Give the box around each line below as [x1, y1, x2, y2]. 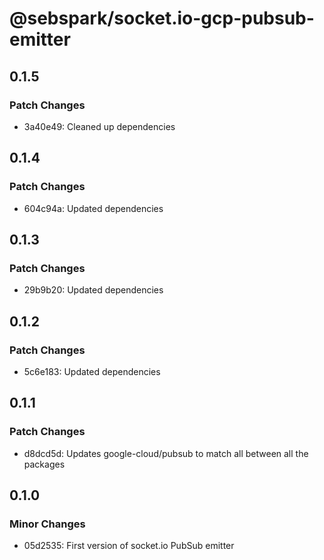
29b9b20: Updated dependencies [23, 284, 164, 296]
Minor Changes [9, 517, 86, 531]
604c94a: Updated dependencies [23, 202, 164, 214]
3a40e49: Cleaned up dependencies [23, 120, 176, 132]
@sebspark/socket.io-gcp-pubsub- [9, 7, 315, 30]
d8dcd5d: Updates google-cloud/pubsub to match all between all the [23, 447, 309, 459]
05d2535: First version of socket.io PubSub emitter [23, 540, 235, 552]
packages [23, 458, 66, 470]
